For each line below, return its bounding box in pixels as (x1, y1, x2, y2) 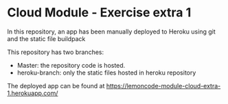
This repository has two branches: (7, 48, 104, 56)
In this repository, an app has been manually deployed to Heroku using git (7, 27, 216, 36)
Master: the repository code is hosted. (16, 61, 126, 69)
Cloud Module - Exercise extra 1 (7, 5, 192, 21)
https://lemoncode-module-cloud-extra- (106, 81, 221, 90)
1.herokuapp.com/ (7, 89, 58, 97)
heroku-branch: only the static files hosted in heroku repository (16, 68, 196, 77)
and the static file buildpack (7, 34, 86, 42)
